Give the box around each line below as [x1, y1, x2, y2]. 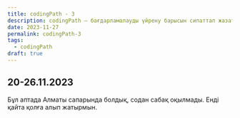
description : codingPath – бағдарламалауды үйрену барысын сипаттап [7, 17, 216, 24]
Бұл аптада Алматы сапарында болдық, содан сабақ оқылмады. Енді [7, 95, 219, 104]
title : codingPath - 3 [7, 10, 75, 18]
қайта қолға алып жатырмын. [7, 102, 98, 111]
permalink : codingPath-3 [7, 30, 81, 38]
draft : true [7, 50, 43, 58]
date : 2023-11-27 [7, 23, 59, 31]
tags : [7, 37, 24, 44]
